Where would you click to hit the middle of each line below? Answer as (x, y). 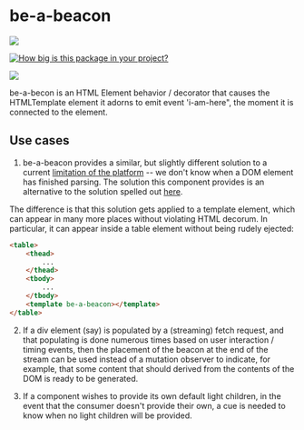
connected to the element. (59, 112)
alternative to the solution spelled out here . (103, 191)
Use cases (39, 140)
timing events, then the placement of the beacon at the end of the (145, 349)
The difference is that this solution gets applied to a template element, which (152, 209)
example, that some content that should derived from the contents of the (158, 368)
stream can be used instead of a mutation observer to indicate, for (146, 359)
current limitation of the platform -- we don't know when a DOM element (158, 172)
